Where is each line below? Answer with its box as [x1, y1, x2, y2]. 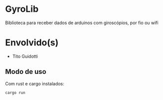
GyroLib [5, 3, 39, 15]
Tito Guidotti [12, 53, 38, 59]
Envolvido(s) [5, 37, 59, 48]
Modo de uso [5, 67, 46, 76]
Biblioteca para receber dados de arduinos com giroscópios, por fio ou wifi [5, 20, 159, 26]
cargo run [5, 90, 26, 95]
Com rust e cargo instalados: [5, 80, 65, 87]
